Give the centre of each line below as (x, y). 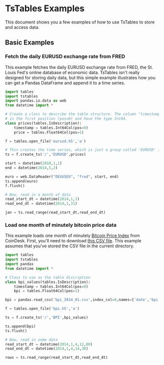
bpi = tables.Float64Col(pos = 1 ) (47, 291)
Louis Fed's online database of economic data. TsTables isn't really (72, 72)
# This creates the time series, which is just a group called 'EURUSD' (81, 150)
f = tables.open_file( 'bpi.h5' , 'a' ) (42, 309)
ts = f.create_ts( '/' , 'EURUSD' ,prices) (46, 154)
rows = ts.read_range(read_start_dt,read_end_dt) (57, 358)
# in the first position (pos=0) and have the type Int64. (66, 119)
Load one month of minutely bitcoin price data (61, 225)
